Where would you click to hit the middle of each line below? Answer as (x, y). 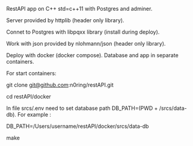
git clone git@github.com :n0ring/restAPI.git (60, 85)
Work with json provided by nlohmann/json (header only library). (86, 44)
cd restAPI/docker (29, 96)
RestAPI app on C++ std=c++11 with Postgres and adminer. (79, 9)
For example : (35, 114)
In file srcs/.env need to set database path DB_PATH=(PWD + (82, 108)
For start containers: (31, 73)
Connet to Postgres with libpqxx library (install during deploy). (83, 32)
